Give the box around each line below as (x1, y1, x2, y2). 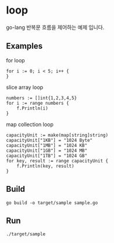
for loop (6, 56, 25, 64)
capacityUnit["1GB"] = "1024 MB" (6, 148, 88, 154)
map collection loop (6, 121, 54, 128)
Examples (6, 41, 43, 51)
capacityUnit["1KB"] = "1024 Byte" (6, 137, 93, 143)
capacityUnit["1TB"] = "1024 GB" (6, 152, 88, 159)
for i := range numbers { (6, 100, 69, 106)
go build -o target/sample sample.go (6, 199, 98, 206)
